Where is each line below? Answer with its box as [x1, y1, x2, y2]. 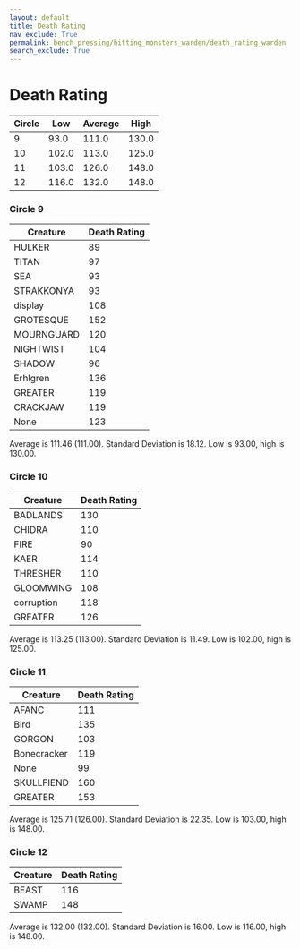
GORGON [13, 732, 54, 745]
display [13, 299, 45, 312]
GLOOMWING [13, 581, 73, 594]
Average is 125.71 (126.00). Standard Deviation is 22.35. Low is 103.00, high [9, 814, 287, 825]
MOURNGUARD [13, 329, 81, 341]
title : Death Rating [9, 21, 87, 30]
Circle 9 [9, 202, 45, 215]
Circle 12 [9, 845, 47, 858]
